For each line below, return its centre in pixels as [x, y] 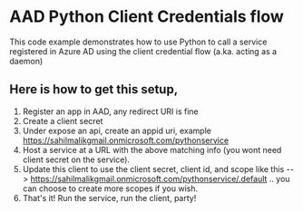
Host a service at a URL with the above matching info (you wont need [152, 149]
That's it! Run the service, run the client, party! [109, 198]
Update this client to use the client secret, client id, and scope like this [153, 169]
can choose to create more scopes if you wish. [110, 188]
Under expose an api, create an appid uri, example [117, 130]
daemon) [26, 61]
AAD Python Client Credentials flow [147, 17]
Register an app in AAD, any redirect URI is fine [110, 111]
